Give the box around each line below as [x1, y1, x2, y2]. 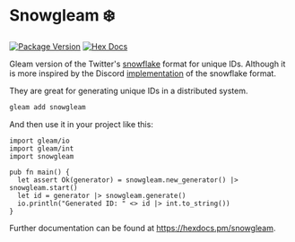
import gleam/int [9, 143, 74, 153]
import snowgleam [9, 151, 74, 160]
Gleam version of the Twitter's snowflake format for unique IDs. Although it [9, 58, 286, 69]
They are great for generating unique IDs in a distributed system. [9, 85, 248, 96]
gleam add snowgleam [9, 102, 87, 111]
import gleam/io [9, 136, 70, 145]
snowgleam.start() [9, 183, 78, 192]
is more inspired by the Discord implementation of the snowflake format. [9, 67, 276, 79]
